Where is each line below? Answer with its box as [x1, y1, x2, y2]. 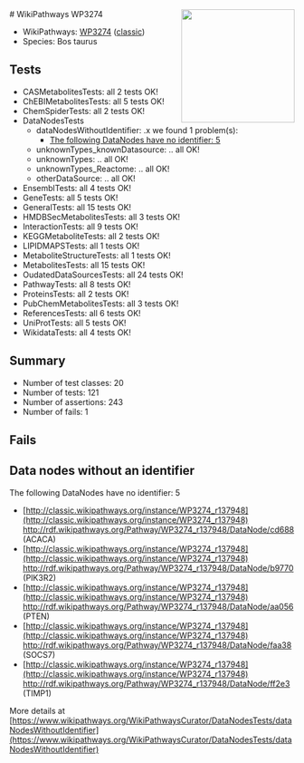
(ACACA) [22, 534, 56, 545]
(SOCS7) [22, 649, 56, 660]
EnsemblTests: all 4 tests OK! [22, 182, 132, 193]
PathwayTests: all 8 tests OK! [22, 278, 131, 289]
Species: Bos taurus [22, 36, 98, 46]
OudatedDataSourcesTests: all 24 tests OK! [22, 269, 184, 280]
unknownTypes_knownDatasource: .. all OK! [35, 144, 201, 155]
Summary [9, 353, 66, 369]
